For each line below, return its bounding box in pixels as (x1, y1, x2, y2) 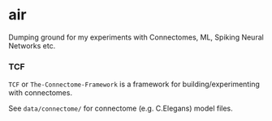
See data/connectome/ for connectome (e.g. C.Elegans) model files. (8, 103, 233, 114)
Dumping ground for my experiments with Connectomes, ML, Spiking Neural (8, 32, 264, 42)
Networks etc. (8, 40, 56, 50)
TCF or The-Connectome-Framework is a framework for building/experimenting (8, 79, 260, 90)
